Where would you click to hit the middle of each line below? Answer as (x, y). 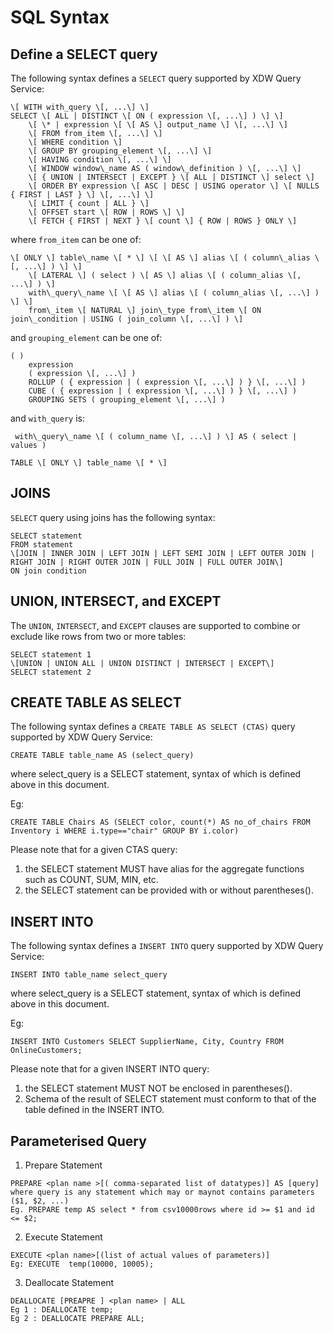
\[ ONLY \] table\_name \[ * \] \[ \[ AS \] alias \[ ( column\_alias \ (165, 258)
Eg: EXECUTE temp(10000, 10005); (82, 1264)
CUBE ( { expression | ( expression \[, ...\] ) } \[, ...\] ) (163, 391)
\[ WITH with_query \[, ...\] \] (80, 107)
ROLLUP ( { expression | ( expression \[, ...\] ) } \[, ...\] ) (167, 382)
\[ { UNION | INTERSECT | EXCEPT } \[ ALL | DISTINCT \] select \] (171, 177)
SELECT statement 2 (51, 672)
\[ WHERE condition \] (75, 142)
